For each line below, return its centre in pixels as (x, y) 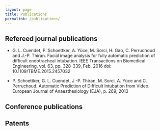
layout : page (18, 10)
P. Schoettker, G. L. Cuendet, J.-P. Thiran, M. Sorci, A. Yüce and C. (80, 81)
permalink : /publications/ (33, 19)
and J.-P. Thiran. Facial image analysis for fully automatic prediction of (84, 56)
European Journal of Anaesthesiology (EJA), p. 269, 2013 (70, 91)
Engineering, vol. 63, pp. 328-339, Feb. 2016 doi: (62, 66)
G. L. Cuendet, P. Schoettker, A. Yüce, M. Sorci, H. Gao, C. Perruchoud (83, 51)
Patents (17, 123)
